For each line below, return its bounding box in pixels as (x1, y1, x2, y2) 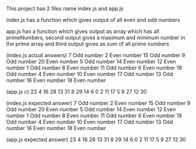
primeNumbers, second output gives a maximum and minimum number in (6, 34, 185, 41)
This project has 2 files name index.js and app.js (6, 5, 124, 12)
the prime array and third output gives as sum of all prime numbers (6, 41, 169, 47)
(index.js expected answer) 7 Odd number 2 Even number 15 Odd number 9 (6, 100, 191, 107)
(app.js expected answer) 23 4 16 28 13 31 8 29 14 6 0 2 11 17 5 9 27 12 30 (6, 136, 187, 143)
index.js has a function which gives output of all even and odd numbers (6, 16, 181, 23)
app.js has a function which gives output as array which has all (6, 28, 160, 35)
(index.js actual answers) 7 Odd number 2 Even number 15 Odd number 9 (6, 52, 185, 58)
